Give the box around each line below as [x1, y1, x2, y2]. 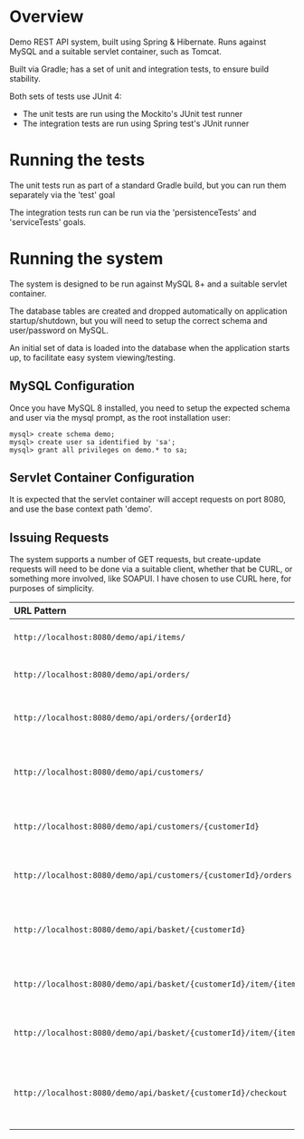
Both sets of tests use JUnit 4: [9, 91, 122, 102]
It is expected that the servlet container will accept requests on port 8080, [9, 494, 287, 505]
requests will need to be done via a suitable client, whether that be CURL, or [9, 564, 293, 575]
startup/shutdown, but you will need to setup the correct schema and [9, 315, 268, 326]
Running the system [9, 248, 164, 269]
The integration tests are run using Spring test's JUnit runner [22, 118, 250, 129]
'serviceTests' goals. [9, 216, 86, 228]
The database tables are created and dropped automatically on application [9, 306, 288, 316]
